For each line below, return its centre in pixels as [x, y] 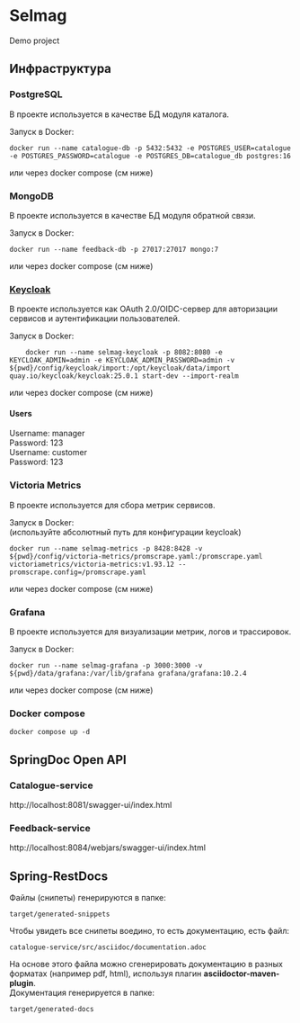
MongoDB [31, 196]
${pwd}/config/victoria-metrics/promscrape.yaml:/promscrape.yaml [136, 556]
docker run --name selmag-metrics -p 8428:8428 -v [106, 548]
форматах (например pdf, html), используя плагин [106, 974]
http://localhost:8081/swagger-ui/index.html [91, 805]
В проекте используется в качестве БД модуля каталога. [119, 114]
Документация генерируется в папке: [82, 993]
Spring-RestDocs [59, 876]
